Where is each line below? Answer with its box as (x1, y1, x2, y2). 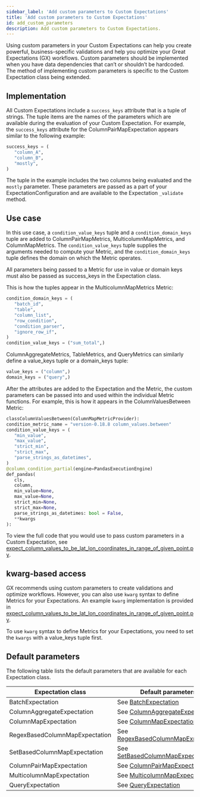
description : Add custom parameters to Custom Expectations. (6, 25, 161, 32)
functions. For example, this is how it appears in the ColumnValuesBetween (6, 398, 191, 405)
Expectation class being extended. (6, 74, 91, 81)
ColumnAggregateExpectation (9, 708, 94, 716)
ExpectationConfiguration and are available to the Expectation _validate (6, 190, 183, 197)
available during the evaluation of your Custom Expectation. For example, (6, 120, 186, 127)
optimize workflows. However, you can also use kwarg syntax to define (6, 591, 179, 598)
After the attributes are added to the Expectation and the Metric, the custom (6, 385, 192, 392)
